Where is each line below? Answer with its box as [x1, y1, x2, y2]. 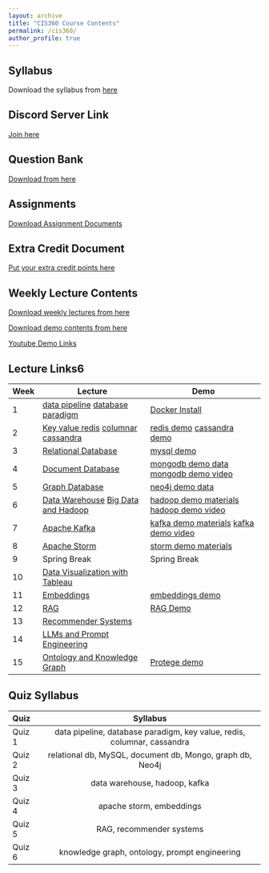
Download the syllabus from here [8, 85, 118, 95]
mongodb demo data [150, 458, 229, 469]
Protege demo [150, 657, 204, 668]
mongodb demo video [150, 468, 234, 479]
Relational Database [42, 445, 118, 456]
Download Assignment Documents [8, 218, 122, 228]
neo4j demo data [150, 481, 215, 492]
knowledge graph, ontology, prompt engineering [58, 847, 242, 858]
